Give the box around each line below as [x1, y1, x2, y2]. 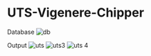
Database [7, 28, 35, 36]
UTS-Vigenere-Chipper [7, 5, 144, 21]
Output [7, 41, 27, 49]
